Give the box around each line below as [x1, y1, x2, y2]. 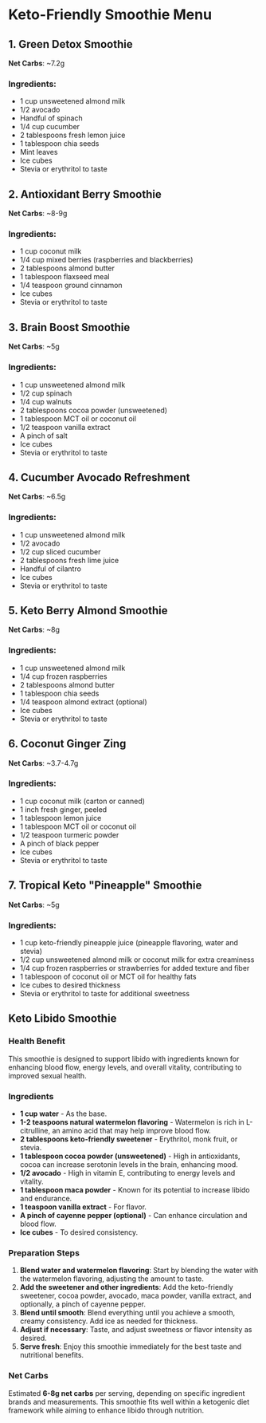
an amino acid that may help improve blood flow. [51, 1125, 211, 1135]
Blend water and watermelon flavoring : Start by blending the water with [19, 1266, 259, 1275]
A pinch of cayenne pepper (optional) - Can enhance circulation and [19, 1210, 248, 1220]
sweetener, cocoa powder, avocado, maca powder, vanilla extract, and [19, 1291, 252, 1301]
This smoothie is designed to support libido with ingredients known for [8, 1054, 240, 1063]
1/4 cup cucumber [19, 122, 80, 132]
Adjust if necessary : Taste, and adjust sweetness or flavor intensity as [19, 1325, 252, 1334]
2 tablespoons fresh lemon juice [19, 130, 126, 140]
